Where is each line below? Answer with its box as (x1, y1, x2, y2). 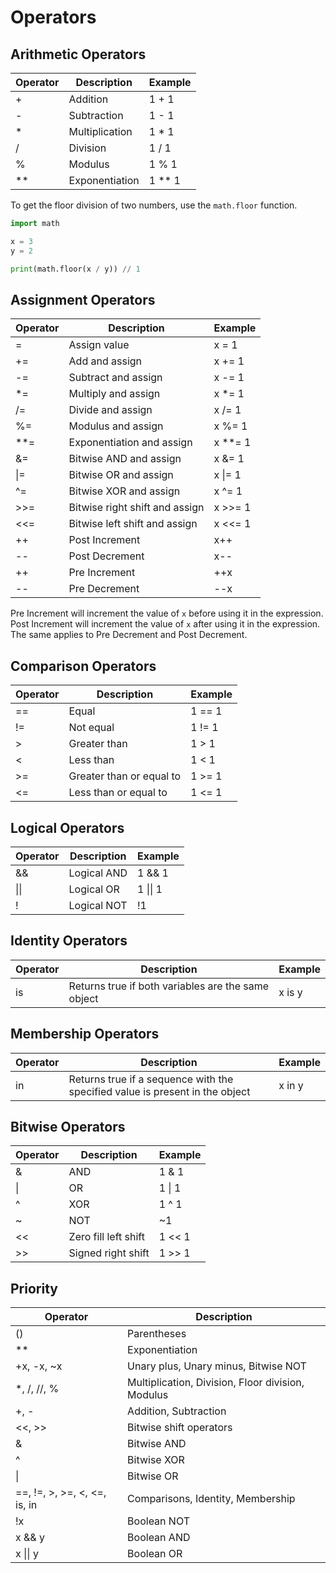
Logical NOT (68, 898, 128, 912)
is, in (15, 1498, 38, 1512)
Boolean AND (127, 1531, 191, 1545)
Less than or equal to (68, 786, 168, 800)
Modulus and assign (68, 419, 164, 433)
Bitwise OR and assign (68, 468, 174, 482)
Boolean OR (127, 1547, 183, 1561)
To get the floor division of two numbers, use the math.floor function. (10, 199, 298, 211)
